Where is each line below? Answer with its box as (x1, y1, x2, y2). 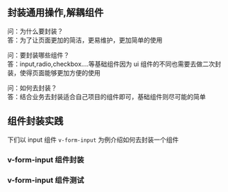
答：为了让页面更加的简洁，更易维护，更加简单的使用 (7, 35, 163, 44)
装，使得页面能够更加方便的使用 (7, 68, 101, 77)
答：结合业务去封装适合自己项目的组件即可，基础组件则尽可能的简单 (7, 92, 206, 101)
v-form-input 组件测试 (7, 176, 84, 186)
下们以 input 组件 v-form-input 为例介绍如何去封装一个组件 (7, 135, 179, 144)
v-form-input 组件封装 (7, 154, 84, 164)
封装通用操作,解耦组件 (7, 6, 104, 19)
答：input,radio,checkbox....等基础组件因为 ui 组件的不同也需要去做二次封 (7, 60, 222, 68)
